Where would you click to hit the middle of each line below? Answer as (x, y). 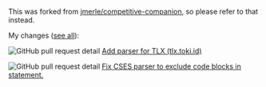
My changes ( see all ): (44, 36)
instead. (22, 20)
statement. (26, 75)
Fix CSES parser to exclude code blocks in (172, 66)
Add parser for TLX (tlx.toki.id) (152, 51)
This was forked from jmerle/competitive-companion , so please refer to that (133, 12)
